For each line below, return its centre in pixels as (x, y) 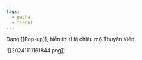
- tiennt (22, 22)
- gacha (21, 17)
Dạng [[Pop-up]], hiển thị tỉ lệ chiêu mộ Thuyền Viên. (71, 39)
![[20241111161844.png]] (36, 51)
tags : (13, 11)
